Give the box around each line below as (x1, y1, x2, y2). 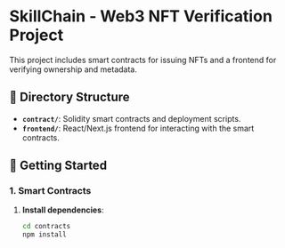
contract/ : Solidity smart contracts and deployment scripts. (21, 113, 241, 124)
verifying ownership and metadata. (9, 64, 138, 75)
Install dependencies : (21, 204, 104, 215)
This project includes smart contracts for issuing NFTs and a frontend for (9, 54, 277, 65)
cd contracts (21, 222, 71, 231)
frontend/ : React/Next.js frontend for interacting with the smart (21, 123, 255, 133)
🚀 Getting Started (9, 158, 108, 173)
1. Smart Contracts (9, 185, 92, 197)
